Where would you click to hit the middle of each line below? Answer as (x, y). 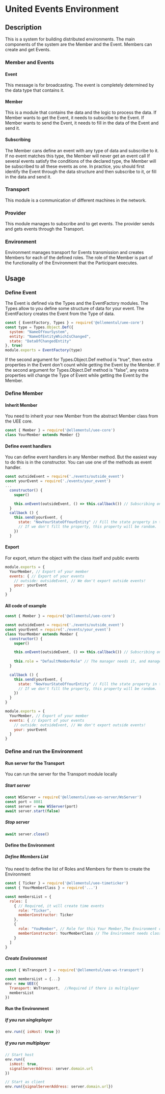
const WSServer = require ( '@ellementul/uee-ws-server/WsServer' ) (73, 797)
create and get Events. (28, 50)
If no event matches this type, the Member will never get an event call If (78, 156)
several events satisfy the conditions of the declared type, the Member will (81, 161)
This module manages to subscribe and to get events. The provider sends (80, 224)
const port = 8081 (24, 802)
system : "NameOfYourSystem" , (39, 332)
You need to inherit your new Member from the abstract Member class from (82, 416)
